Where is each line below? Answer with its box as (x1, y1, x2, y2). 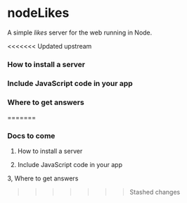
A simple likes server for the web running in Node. (7, 28, 153, 37)
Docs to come (7, 131, 56, 140)
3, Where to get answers (7, 174, 79, 183)
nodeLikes (7, 5, 70, 21)
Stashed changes (129, 188, 181, 197)
